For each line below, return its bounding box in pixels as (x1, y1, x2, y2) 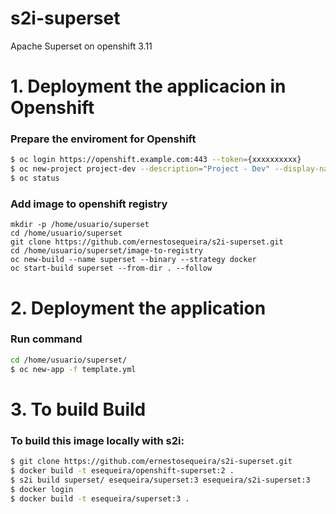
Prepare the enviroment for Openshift (10, 132, 197, 146)
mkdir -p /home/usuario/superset (10, 220, 150, 230)
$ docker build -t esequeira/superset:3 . (10, 493, 190, 504)
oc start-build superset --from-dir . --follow (10, 263, 213, 274)
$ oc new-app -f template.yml (10, 364, 137, 374)
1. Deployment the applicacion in (10, 75, 287, 98)
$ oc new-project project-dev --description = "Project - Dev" (10, 164, 271, 174)
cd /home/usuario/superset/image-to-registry (10, 246, 203, 256)
